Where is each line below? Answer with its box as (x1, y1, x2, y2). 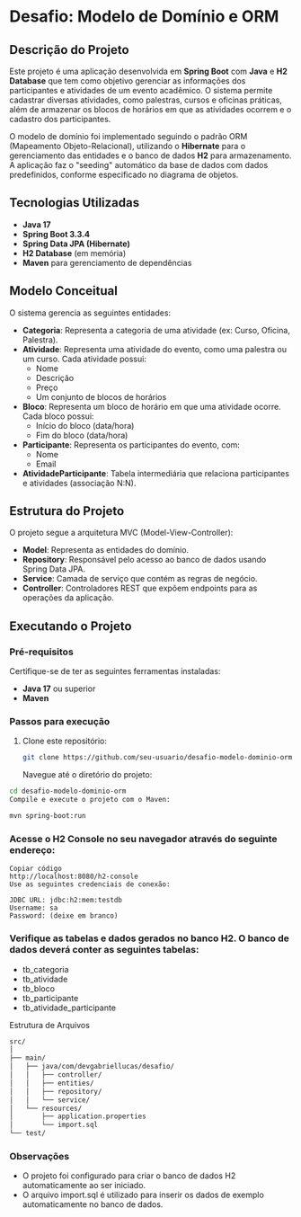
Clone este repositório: (22, 735, 108, 747)
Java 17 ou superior (22, 683, 96, 694)
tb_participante (22, 992, 79, 1003)
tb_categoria (22, 964, 69, 974)
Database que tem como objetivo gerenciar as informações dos (9, 76, 246, 86)
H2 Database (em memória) (22, 247, 127, 258)
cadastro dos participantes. (9, 114, 111, 124)
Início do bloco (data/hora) (35, 420, 135, 431)
